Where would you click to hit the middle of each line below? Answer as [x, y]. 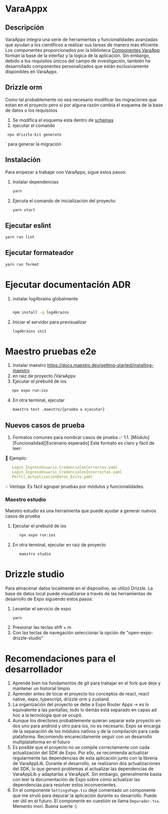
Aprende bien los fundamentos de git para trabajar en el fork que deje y [87, 683]
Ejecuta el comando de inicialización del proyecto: [64, 201]
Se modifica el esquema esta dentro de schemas [63, 120]
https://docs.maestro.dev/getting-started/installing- [100, 365]
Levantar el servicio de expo [42, 608]
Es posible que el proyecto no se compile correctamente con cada [81, 747]
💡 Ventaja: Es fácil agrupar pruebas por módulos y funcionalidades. [75, 486]
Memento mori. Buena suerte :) [45, 806]
